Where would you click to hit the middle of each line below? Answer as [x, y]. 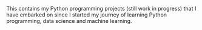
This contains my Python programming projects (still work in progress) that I [101, 9]
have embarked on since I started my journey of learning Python [87, 15]
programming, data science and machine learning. [69, 21]
